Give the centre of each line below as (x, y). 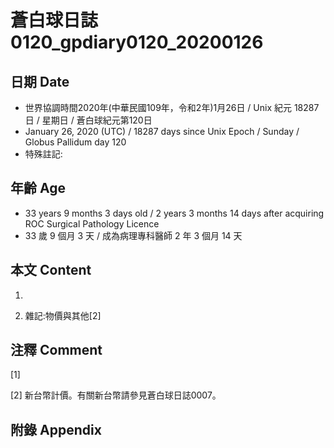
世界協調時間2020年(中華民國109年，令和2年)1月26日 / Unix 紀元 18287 (172, 107)
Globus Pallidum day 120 (75, 142)
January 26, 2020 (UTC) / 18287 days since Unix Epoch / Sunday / (162, 131)
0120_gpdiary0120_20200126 (137, 42)
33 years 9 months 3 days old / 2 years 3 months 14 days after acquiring (174, 213)
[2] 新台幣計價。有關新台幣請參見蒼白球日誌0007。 (116, 395)
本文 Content (51, 270)
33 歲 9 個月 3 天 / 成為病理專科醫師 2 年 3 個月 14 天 (133, 235)
